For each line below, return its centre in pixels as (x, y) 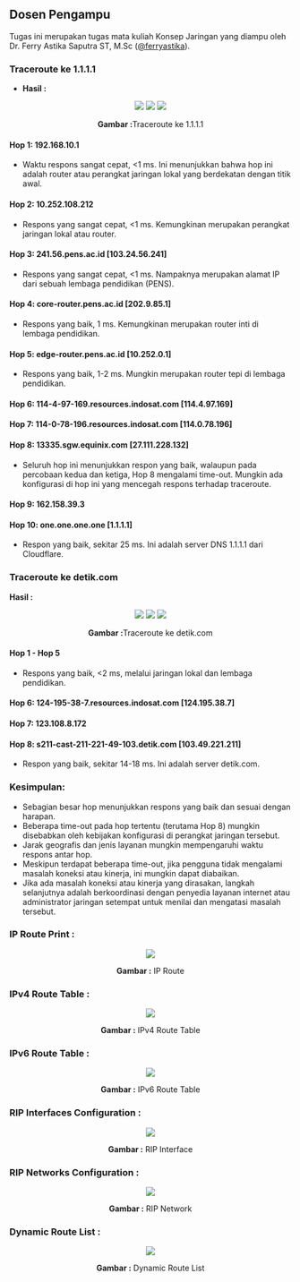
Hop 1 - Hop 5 (35, 654)
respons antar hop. (57, 854)
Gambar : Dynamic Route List (150, 1268)
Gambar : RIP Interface (150, 1149)
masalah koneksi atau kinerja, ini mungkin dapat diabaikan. (131, 873)
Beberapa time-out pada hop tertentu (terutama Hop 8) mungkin (141, 825)
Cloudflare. (43, 554)
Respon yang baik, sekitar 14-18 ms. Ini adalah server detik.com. (141, 764)
